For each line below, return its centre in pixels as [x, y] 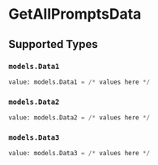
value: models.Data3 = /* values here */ [79, 154]
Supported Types [53, 44]
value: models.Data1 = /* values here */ [79, 82]
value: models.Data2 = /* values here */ [79, 118]
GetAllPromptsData [75, 14]
